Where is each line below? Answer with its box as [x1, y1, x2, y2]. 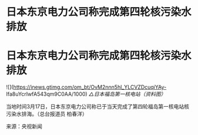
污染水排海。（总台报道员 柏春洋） [6, 110, 88, 117]
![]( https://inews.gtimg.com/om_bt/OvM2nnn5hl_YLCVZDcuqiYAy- [6, 83, 167, 91]
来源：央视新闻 [6, 123, 42, 130]
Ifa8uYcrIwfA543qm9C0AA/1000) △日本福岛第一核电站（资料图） [6, 90, 166, 97]
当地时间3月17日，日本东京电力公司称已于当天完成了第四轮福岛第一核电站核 [6, 103, 190, 110]
